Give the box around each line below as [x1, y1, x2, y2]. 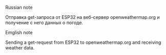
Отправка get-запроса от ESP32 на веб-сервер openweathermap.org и [5, 14, 160, 20]
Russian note [5, 5, 33, 10]
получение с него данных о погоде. [5, 20, 84, 25]
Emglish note [5, 30, 33, 35]
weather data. [5, 45, 35, 50]
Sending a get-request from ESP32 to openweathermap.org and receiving [5, 39, 161, 45]
